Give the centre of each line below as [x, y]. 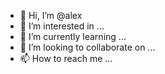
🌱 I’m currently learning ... [73, 36]
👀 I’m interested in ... [62, 26]
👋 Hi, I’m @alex [51, 15]
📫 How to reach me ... [66, 58]
